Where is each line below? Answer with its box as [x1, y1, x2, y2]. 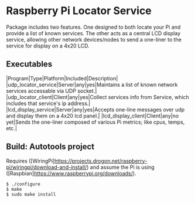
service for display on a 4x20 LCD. [6, 42, 90, 49]
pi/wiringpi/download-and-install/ [6, 163, 87, 171]
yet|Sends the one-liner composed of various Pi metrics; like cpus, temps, [6, 119, 185, 126]
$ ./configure [6, 181, 41, 187]
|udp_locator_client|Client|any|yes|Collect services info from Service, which [6, 93, 189, 100]
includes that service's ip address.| [6, 100, 91, 107]
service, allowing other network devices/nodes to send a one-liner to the [6, 36, 182, 43]
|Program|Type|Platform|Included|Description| [6, 75, 118, 82]
